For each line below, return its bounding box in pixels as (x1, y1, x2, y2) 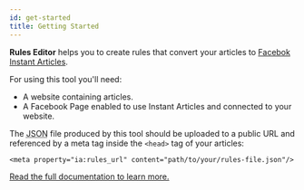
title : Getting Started (9, 22, 100, 31)
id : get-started (9, 13, 71, 23)
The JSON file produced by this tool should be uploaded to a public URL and (9, 128, 295, 138)
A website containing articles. (22, 91, 133, 102)
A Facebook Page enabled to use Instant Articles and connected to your (22, 100, 292, 111)
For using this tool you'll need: (9, 73, 123, 84)
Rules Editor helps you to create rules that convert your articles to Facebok (9, 46, 290, 57)
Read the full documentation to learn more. (9, 171, 170, 182)
